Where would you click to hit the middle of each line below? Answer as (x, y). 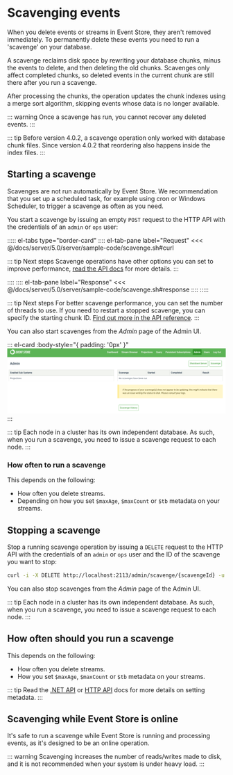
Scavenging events (64, 13)
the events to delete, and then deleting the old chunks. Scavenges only (109, 67)
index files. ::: (26, 152)
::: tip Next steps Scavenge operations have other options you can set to (110, 261)
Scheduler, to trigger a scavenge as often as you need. (86, 206)
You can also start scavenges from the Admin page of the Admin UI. (104, 331)
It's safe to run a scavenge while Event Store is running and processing (109, 736)
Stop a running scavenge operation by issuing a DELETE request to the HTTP (115, 547)
